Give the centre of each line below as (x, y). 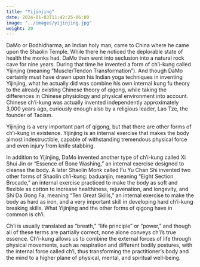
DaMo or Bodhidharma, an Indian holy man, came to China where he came (98, 45)
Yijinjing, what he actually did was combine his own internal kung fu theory (98, 84)
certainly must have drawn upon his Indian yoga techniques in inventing (95, 77)
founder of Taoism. (30, 115)
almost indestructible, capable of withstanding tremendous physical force (97, 139)
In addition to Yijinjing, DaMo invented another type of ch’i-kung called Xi (96, 157)
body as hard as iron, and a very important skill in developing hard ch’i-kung (100, 202)
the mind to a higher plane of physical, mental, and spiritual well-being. (93, 258)
